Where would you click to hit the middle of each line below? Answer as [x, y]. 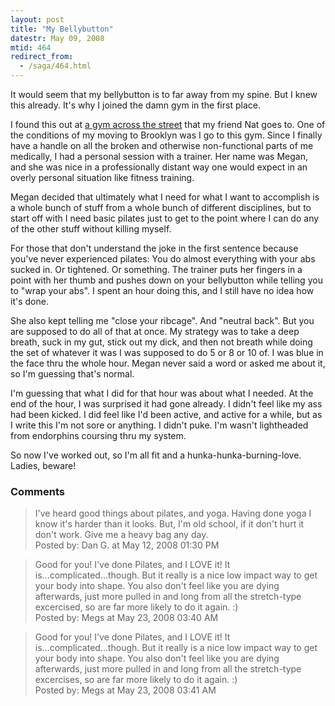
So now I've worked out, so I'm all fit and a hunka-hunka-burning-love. [156, 455]
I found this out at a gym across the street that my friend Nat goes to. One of [168, 124]
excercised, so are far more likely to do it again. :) [136, 607]
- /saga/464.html [55, 66]
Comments [37, 491]
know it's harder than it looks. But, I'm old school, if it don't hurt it [169, 524]
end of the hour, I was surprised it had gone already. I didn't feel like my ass [166, 404]
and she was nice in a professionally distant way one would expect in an [159, 167]
